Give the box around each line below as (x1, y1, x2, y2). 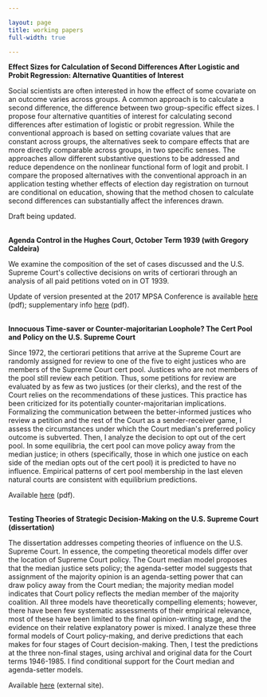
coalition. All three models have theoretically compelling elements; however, (8, 597, 257, 607)
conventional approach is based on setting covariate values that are (8, 128, 231, 138)
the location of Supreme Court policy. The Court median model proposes (8, 555, 248, 565)
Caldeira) (8, 244, 40, 253)
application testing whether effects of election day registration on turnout (8, 179, 249, 189)
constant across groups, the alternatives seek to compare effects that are (8, 137, 249, 147)
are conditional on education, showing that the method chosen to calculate (8, 188, 254, 198)
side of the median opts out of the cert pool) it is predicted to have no (8, 458, 237, 468)
